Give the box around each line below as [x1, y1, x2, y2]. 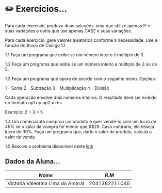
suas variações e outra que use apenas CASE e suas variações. [5, 28, 132, 33]
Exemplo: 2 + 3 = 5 [5, 109, 43, 115]
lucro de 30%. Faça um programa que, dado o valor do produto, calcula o [5, 129, 152, 134]
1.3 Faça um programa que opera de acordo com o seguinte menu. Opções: [5, 76, 156, 81]
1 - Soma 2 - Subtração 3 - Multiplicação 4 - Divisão [5, 85, 110, 91]
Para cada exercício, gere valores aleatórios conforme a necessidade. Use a [5, 37, 158, 43]
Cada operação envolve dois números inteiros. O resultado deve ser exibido [5, 95, 157, 100]
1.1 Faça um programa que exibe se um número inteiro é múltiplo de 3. [5, 51, 145, 58]
